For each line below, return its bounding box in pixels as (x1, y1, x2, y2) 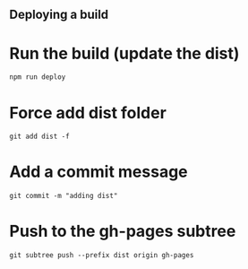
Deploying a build (9, 7, 109, 22)
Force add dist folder (9, 102, 167, 123)
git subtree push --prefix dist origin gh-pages (9, 251, 194, 260)
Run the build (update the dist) (9, 43, 240, 64)
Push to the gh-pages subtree (9, 221, 236, 241)
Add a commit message (9, 161, 188, 182)
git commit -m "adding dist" (9, 192, 118, 201)
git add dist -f (9, 132, 70, 142)
